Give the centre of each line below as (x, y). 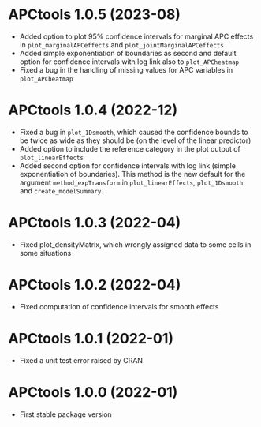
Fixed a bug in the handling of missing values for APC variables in (126, 69)
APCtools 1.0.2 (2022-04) (95, 285)
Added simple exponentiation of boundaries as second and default (128, 53)
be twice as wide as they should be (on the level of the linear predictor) (135, 140)
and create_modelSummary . (62, 190)
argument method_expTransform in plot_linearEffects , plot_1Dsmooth (131, 182)
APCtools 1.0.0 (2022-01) (93, 392)
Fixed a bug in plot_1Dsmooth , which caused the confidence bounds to (134, 132)
